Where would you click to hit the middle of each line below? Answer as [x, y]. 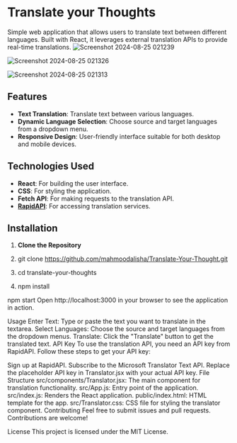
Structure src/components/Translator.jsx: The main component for [104, 381]
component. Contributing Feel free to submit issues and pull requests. [109, 410]
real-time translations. [40, 47]
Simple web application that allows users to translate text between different [117, 32]
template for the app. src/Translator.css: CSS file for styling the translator [114, 403]
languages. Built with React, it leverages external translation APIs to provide [117, 39]
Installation [33, 228]
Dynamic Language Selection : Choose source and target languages [117, 121]
